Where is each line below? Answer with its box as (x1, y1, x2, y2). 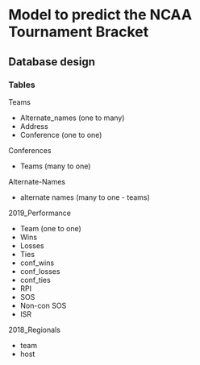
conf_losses (19, 266, 60, 276)
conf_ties (19, 275, 51, 284)
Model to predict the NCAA (8, 6, 192, 24)
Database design (8, 55, 95, 68)
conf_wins (19, 258, 55, 268)
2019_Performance (8, 208, 71, 218)
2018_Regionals (8, 325, 60, 334)
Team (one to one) (19, 223, 82, 233)
